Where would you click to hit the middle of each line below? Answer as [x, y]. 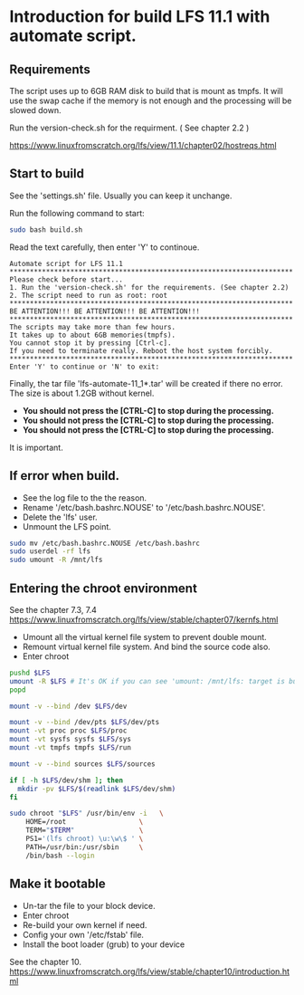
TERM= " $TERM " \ [85, 830]
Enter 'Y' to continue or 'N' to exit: [85, 367]
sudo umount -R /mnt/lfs [56, 560]
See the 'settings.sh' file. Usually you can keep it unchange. [121, 196]
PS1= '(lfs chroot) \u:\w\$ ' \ [85, 839]
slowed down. [35, 110]
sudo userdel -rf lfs [50, 551]
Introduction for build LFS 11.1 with [140, 17]
